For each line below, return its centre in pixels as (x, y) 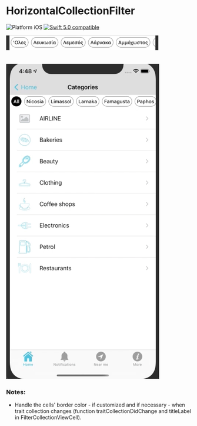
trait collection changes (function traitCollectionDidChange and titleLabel (103, 411)
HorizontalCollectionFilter (71, 11)
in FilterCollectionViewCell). (48, 418)
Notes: (16, 392)
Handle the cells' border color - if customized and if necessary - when (100, 405)
